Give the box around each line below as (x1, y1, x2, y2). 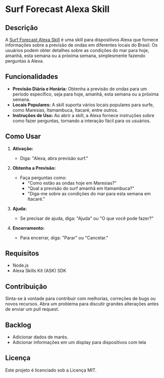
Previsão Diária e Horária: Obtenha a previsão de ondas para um (12, 86, 147, 92)
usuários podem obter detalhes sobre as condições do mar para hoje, (5, 48, 149, 53)
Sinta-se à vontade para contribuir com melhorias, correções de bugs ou (5, 295, 156, 301)
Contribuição (5, 282, 48, 291)
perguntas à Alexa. (5, 58, 44, 64)
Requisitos (5, 249, 39, 258)
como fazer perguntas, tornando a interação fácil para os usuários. (12, 118, 151, 124)
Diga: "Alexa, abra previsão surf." (20, 155, 89, 161)
